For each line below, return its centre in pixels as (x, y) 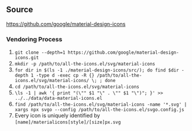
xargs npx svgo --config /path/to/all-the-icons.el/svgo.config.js (99, 110)
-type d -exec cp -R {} (65, 76)
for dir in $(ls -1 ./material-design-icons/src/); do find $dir (97, 70)
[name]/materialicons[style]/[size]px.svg (68, 122)
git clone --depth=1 (40, 53)
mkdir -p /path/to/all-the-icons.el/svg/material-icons (85, 64)
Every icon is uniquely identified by (57, 116)
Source (20, 10)
